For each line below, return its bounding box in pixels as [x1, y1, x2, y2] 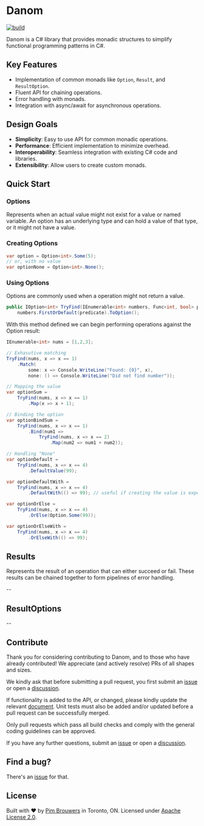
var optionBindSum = [6, 417, 59, 423]
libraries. [15, 154, 38, 162]
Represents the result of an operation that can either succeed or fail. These [6, 567, 194, 575]
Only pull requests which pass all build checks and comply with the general [6, 721, 195, 729]
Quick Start [6, 179, 50, 189]
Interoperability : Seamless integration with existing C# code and [15, 148, 178, 156]
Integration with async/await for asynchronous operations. [15, 102, 161, 109]
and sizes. [6, 667, 32, 674]
